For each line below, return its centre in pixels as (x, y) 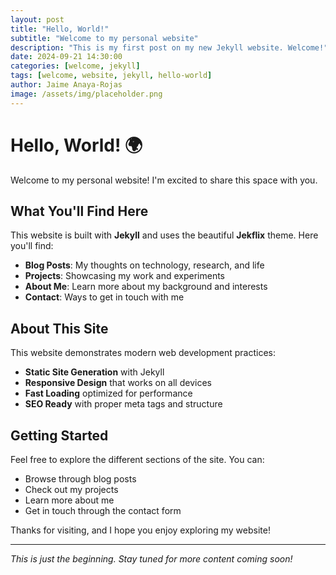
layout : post (37, 19)
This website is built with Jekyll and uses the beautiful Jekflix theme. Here (164, 235)
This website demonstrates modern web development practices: (143, 353)
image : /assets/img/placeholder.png (86, 94)
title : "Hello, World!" (60, 29)
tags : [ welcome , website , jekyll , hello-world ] (111, 76)
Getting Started (59, 435)
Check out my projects (71, 489)
